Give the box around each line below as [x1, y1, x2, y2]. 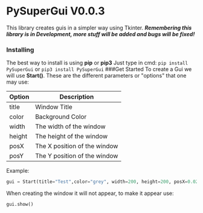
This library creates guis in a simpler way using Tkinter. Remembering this [6, 24, 192, 31]
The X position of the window [35, 142, 118, 150]
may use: [6, 78, 29, 85]
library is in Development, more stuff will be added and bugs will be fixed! [6, 30, 195, 37]
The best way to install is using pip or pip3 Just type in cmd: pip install [6, 59, 188, 67]
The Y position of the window [35, 152, 118, 160]
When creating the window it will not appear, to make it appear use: [6, 190, 174, 197]
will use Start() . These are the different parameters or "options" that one [6, 72, 187, 79]
